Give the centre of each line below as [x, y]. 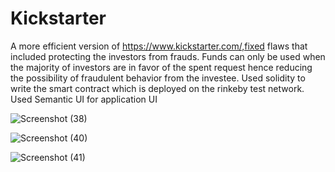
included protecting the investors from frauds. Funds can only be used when [168, 56]
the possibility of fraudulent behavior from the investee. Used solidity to [158, 78]
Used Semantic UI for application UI [84, 99]
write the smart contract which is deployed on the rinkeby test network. [157, 88]
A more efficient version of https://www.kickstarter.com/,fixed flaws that [159, 46]
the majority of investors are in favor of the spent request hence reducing [161, 67]
